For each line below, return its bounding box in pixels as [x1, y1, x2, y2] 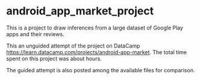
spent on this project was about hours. [6, 55, 102, 62]
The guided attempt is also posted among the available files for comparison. [6, 66, 195, 73]
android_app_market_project [6, 4, 154, 18]
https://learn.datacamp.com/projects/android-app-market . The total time [6, 48, 187, 55]
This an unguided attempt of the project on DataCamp [6, 42, 140, 49]
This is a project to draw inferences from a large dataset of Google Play [6, 24, 184, 31]
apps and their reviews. [6, 30, 64, 37]
